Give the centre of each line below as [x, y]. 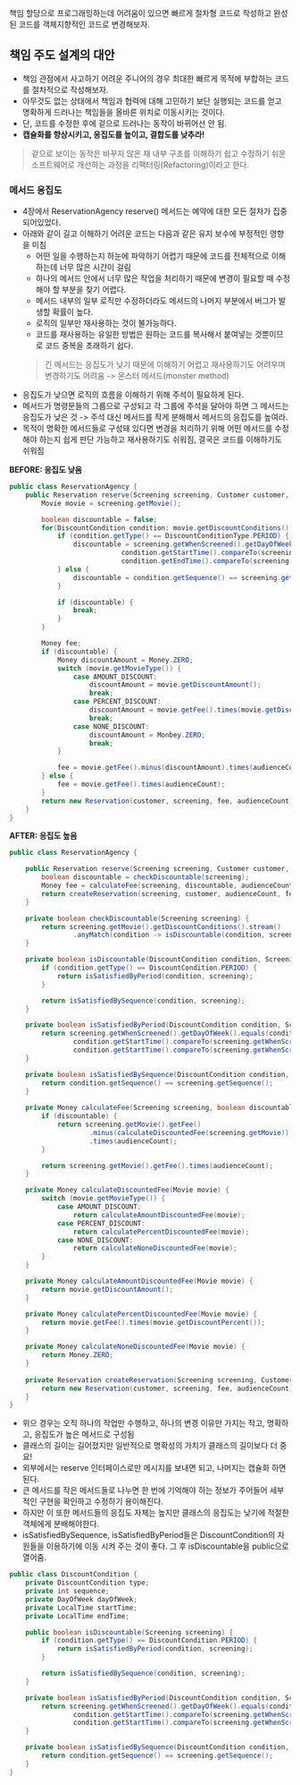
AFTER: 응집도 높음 [43, 836]
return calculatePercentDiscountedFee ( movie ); [161, 1232]
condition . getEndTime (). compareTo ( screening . [207, 561]
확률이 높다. [73, 312]
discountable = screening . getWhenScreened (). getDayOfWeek [183, 544]
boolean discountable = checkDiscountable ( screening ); [146, 877]
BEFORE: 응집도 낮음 [46, 470]
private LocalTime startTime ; [82, 1608]
